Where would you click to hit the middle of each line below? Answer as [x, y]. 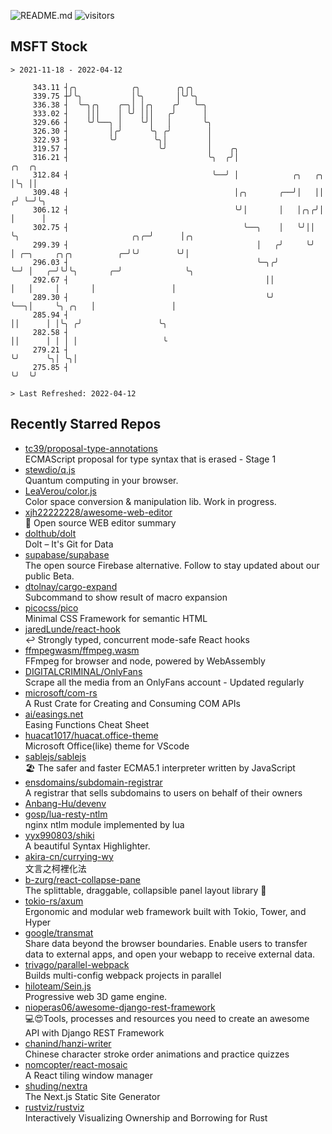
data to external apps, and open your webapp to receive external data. [170, 954]
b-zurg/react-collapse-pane [83, 879]
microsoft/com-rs [61, 692]
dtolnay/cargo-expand [71, 586]
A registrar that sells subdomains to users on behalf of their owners [163, 792]
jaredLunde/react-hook [72, 629]
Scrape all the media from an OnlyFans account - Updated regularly [164, 682]
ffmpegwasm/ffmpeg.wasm [82, 650]
